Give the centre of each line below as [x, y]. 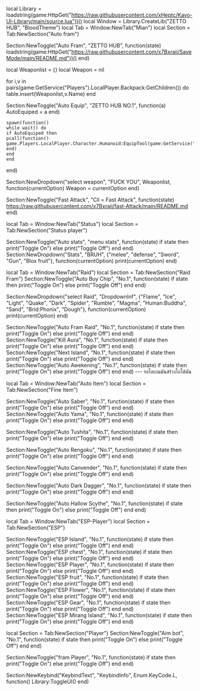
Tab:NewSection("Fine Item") [42, 390]
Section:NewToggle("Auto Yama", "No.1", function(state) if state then [90, 414]
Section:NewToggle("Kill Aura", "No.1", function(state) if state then [87, 340]
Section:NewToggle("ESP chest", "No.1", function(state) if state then [89, 552]
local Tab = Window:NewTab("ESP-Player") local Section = [78, 521]
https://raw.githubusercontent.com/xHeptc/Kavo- [132, 15]
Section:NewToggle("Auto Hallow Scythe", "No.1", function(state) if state [95, 503]
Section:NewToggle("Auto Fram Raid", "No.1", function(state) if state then [96, 327]
